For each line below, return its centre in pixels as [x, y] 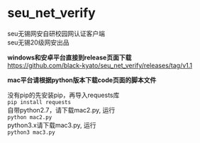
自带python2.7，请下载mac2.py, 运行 [61, 110]
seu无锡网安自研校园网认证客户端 [56, 33]
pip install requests [39, 102]
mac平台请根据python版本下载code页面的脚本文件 [82, 80]
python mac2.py [30, 117]
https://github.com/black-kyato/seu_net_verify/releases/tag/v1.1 [100, 65]
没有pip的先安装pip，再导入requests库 [63, 95]
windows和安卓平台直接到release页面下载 [70, 57]
